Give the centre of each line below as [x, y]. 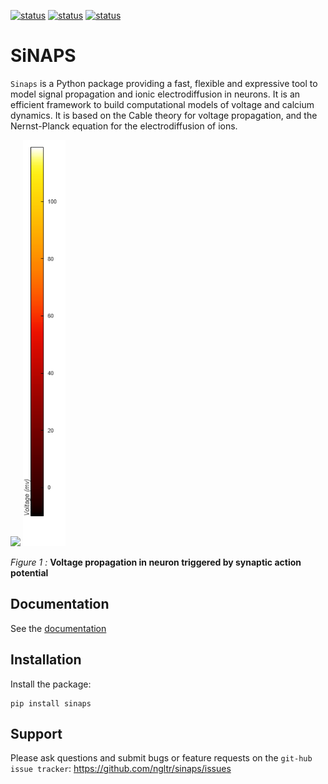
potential [29, 572]
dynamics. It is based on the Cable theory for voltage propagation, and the [164, 115]
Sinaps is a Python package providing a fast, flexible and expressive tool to [164, 83]
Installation [46, 660]
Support [36, 733]
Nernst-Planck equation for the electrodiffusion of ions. [124, 126]
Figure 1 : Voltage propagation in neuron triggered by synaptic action [156, 562]
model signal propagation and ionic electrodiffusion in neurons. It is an [155, 94]
